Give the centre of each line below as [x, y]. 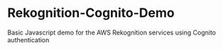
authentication [28, 39]
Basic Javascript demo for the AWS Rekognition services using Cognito [112, 32]
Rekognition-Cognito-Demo [91, 13]
